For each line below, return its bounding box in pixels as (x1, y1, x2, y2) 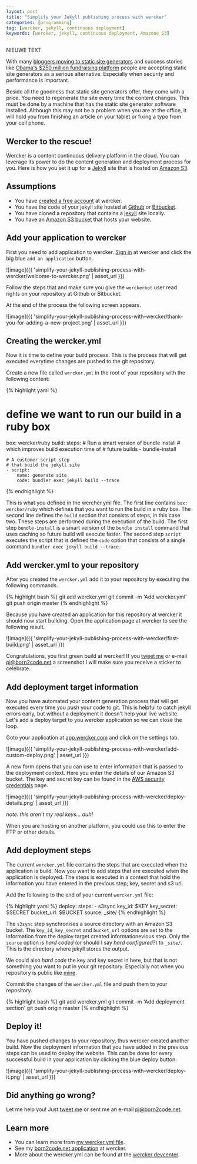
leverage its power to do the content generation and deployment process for (6, 158, 191, 165)
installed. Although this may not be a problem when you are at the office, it (6, 107, 187, 114)
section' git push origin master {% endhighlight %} (6, 1004, 129, 1011)
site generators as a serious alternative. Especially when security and (6, 71, 175, 78)
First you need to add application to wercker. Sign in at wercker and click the (6, 248, 192, 256)
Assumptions (6, 182, 56, 192)
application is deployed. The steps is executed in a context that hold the (6, 874, 181, 881)
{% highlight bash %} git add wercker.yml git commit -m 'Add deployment (6, 998, 185, 1005)
